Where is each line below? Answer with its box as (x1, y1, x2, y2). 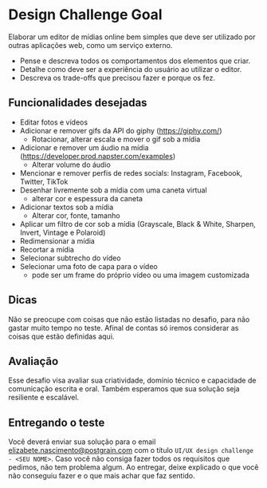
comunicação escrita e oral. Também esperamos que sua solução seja (8, 384, 241, 394)
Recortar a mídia (19, 244, 74, 254)
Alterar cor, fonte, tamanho (31, 210, 121, 220)
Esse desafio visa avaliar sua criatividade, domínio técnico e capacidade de (8, 375, 257, 385)
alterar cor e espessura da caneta (31, 193, 143, 203)
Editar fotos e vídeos (19, 117, 88, 127)
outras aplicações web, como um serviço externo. (8, 40, 173, 50)
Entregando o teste (8, 415, 105, 429)
